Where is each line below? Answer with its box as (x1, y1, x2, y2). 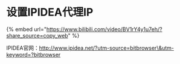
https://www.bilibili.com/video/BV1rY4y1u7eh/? (46, 25, 162, 33)
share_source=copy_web (6, 32, 68, 39)
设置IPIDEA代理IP (6, 5, 94, 19)
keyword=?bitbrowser (6, 51, 61, 58)
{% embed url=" (6, 25, 47, 33)
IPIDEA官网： (6, 44, 39, 51)
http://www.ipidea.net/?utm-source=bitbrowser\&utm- (39, 44, 174, 51)
